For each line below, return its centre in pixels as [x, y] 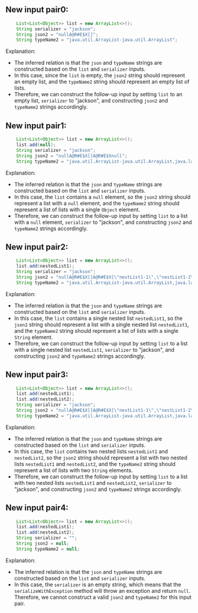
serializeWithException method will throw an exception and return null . [102, 590]
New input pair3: [37, 375]
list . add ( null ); [36, 145]
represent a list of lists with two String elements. [74, 470]
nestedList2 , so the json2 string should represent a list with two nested [100, 458]
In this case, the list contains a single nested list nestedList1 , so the [98, 318]
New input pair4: [37, 508]
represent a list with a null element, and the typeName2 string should [97, 203]
